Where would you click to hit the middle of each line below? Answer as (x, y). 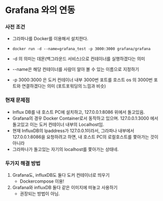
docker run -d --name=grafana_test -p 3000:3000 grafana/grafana (81, 49)
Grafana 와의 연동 (40, 10)
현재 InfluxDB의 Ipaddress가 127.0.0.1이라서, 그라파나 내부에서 (73, 131)
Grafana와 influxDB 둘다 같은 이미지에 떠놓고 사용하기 (65, 188)
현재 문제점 (18, 100)
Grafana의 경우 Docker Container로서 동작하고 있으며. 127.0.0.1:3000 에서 (85, 118)
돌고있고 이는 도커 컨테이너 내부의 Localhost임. (58, 124)
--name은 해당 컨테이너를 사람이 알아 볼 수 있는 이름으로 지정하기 (76, 69)
